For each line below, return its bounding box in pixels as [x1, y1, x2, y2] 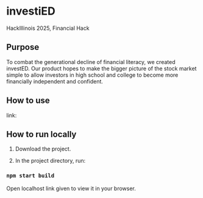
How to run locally [6, 129, 77, 140]
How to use [6, 96, 50, 106]
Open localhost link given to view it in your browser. [6, 185, 136, 192]
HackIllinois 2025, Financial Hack [6, 24, 90, 32]
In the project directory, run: [15, 157, 86, 164]
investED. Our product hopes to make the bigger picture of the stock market [6, 65, 197, 72]
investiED [6, 4, 56, 18]
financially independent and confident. [6, 77, 104, 85]
